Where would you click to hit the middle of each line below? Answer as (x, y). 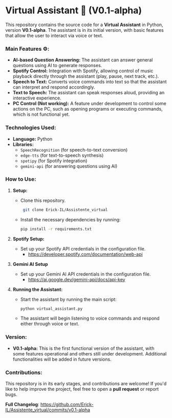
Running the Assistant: (38, 289)
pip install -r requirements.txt (56, 229)
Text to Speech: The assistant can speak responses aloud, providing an (89, 93)
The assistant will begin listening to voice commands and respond (90, 318)
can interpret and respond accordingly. (54, 87)
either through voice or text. (50, 324)
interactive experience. (37, 98)
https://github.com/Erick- (67, 405)
